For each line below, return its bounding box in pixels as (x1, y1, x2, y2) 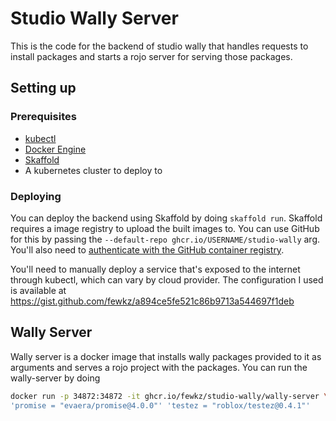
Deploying (10, 189, 62, 203)
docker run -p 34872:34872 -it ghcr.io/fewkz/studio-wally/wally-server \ (10, 391, 329, 401)
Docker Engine (24, 143, 87, 155)
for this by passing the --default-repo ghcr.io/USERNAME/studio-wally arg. (10, 233, 321, 245)
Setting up (10, 80, 77, 97)
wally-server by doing (10, 372, 101, 384)
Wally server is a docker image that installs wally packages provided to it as (10, 350, 322, 362)
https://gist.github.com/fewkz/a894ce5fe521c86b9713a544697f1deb (10, 295, 295, 307)
